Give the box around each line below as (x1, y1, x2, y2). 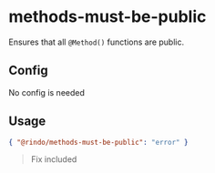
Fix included (30, 154, 77, 165)
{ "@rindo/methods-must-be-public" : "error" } (8, 137, 189, 147)
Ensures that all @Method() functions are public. (8, 36, 185, 47)
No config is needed (8, 86, 86, 97)
